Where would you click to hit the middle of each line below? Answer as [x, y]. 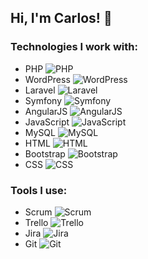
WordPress [47, 79]
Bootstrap [45, 153]
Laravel [40, 90]
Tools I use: [39, 190]
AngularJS [46, 111]
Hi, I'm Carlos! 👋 [61, 18]
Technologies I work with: [74, 47]
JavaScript [47, 122]
